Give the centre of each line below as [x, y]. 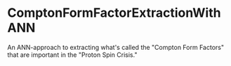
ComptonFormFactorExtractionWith [114, 13]
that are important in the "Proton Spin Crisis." [72, 55]
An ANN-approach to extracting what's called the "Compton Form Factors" [116, 47]
